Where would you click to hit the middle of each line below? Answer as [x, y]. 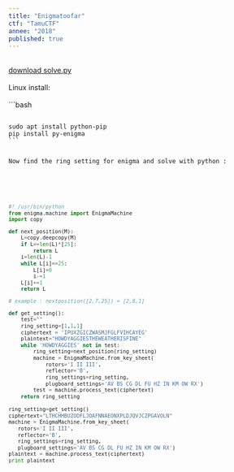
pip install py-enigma [47, 134]
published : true [36, 39]
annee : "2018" [32, 31]
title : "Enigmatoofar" [47, 16]
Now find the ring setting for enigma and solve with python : [118, 162]
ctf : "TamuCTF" [34, 24]
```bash [20, 105]
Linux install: [29, 88]
